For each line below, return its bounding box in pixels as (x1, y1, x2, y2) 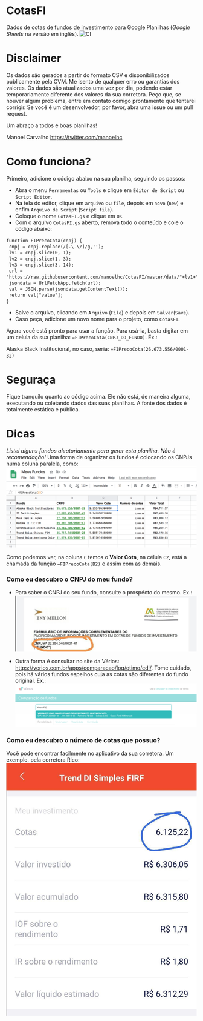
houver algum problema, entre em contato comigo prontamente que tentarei (6, 97, 196, 104)
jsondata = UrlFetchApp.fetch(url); (8, 280, 101, 286)
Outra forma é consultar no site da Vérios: (14, 657, 120, 665)
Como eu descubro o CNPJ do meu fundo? (6, 575, 133, 584)
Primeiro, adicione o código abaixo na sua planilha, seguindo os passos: (6, 175, 186, 182)
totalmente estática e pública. (6, 405, 80, 413)
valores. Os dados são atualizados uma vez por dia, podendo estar (6, 84, 173, 91)
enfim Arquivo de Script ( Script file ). (14, 205, 114, 213)
